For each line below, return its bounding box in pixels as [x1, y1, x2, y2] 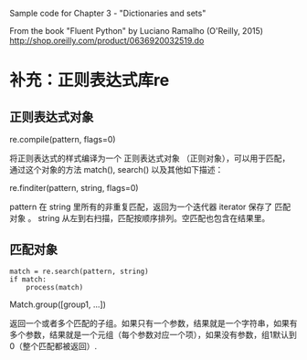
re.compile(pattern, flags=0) [9, 134, 116, 144]
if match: [9, 274, 48, 284]
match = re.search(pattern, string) [9, 267, 149, 276]
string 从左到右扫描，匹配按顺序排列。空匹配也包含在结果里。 [37, 213, 270, 223]
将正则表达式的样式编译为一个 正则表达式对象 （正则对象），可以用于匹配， [9, 153, 291, 164]
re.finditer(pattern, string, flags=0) [9, 183, 139, 193]
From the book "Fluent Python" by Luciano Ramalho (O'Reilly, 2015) [9, 26, 263, 36]
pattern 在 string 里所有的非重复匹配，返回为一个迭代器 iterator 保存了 [9, 201, 273, 212]
